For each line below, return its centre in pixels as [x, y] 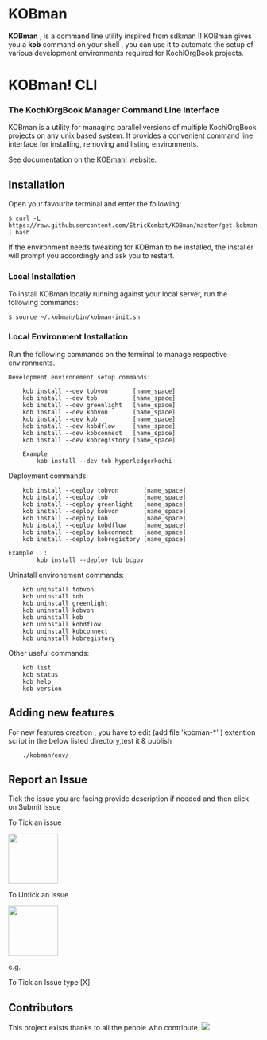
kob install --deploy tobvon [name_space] [104, 490]
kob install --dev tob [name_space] [99, 398]
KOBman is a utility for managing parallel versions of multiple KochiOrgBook [132, 128]
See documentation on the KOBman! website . [83, 159]
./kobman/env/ [46, 755]
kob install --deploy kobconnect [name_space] [104, 532]
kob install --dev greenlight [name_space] [99, 405]
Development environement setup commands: [79, 377]
